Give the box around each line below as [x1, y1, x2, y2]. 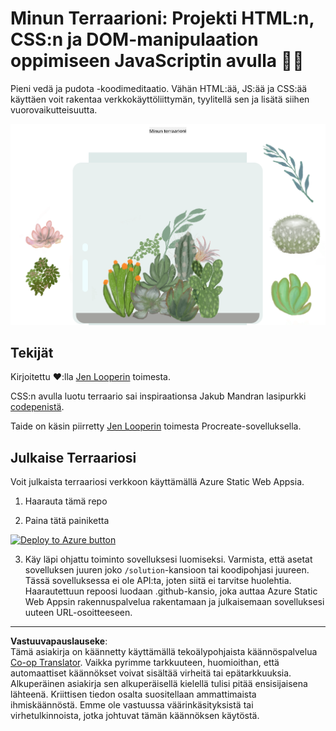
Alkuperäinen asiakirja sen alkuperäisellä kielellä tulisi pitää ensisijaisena [10, 678, 308, 690]
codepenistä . [10, 401, 65, 413]
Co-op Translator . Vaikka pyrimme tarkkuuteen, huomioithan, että [10, 657, 280, 669]
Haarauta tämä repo [24, 495, 108, 507]
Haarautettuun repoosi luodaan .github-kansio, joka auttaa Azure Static [24, 585, 318, 597]
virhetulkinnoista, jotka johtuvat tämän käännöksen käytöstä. [10, 710, 260, 722]
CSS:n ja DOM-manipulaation [10, 28, 259, 51]
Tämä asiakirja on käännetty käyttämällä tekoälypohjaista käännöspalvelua [10, 646, 318, 658]
